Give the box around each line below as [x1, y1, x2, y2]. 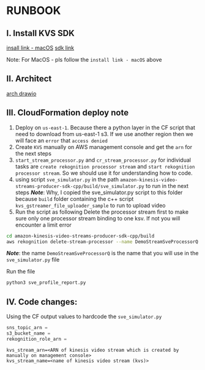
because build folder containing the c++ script [15, 195, 134, 202]
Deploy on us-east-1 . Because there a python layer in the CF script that [15, 123, 196, 131]
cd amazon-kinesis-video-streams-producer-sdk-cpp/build [6, 233, 155, 239]
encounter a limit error [15, 221, 72, 228]
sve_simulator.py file [6, 256, 60, 263]
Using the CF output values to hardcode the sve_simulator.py [6, 313, 162, 321]
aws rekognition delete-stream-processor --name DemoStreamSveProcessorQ [6, 239, 199, 245]
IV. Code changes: [6, 297, 78, 307]
